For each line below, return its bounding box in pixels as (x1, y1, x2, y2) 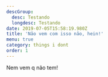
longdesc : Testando (11, 20, 61, 26)
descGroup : (6, 8, 34, 15)
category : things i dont (6, 42, 69, 48)
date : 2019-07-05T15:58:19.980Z (6, 25, 87, 32)
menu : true (6, 36, 34, 42)
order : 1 (6, 48, 28, 54)
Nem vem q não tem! (6, 64, 59, 71)
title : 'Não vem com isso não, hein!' (6, 31, 104, 37)
